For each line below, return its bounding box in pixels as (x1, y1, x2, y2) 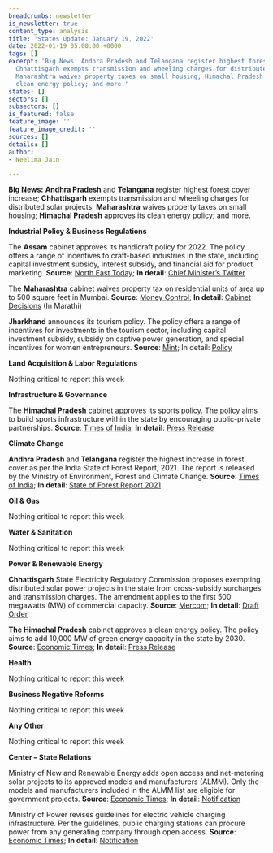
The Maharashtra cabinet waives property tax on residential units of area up (8, 284, 265, 293)
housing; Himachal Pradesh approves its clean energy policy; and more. (8, 210, 251, 220)
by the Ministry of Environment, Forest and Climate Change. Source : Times (8, 472, 260, 482)
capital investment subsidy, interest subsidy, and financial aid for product (8, 259, 253, 269)
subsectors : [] (8, 102, 60, 110)
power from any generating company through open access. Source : (8, 827, 236, 837)
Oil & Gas (8, 496, 40, 506)
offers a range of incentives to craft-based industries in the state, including (8, 251, 260, 261)
